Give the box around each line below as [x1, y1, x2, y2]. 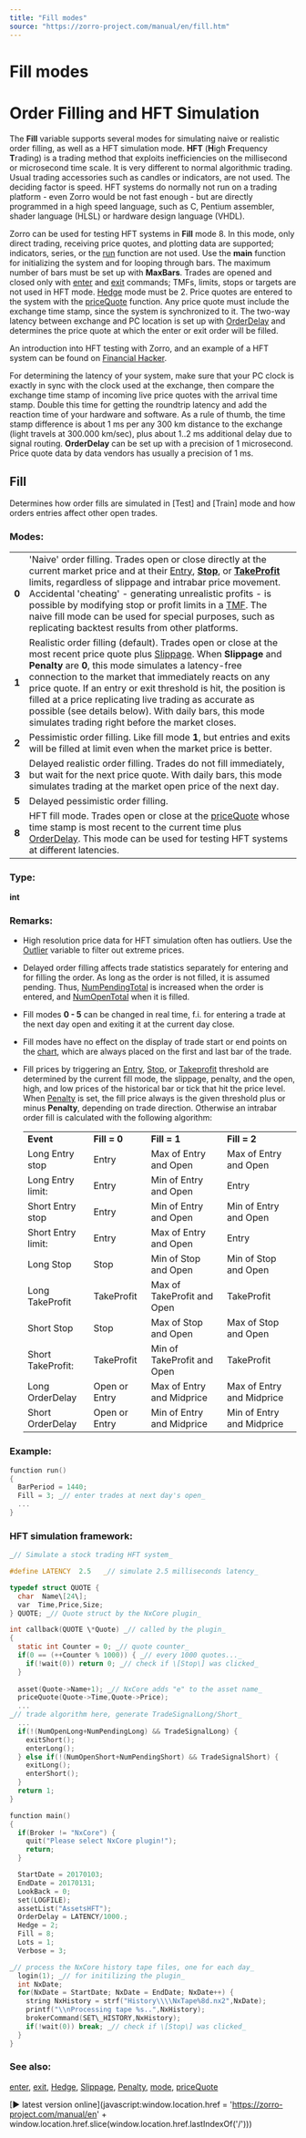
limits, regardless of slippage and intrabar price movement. [28, 575, 280, 588]
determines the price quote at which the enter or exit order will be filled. [9, 325, 280, 336]
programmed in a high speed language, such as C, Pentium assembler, [9, 201, 275, 212]
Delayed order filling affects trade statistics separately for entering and [22, 963, 289, 974]
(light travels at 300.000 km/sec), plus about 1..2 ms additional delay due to [9, 428, 292, 439]
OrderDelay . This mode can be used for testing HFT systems [28, 831, 289, 844]
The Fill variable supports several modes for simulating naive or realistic [9, 133, 280, 144]
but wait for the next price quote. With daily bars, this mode [28, 768, 282, 780]
